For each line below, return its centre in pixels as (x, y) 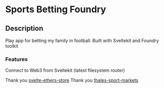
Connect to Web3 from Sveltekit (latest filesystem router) (65, 71)
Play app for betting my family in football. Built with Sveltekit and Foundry (82, 40)
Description (24, 28)
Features (17, 59)
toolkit (12, 46)
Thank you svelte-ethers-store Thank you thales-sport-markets (72, 80)
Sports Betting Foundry (56, 9)
